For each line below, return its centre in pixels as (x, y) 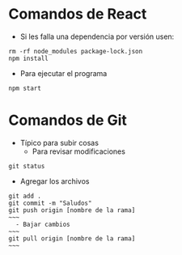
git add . (25, 196)
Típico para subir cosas (59, 142)
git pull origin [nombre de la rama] (72, 238)
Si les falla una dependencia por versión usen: (97, 36)
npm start (25, 88)
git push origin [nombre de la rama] (72, 210)
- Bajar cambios (43, 224)
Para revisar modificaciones (78, 151)
